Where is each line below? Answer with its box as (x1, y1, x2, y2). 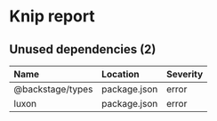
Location (101, 69, 140, 80)
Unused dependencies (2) (9, 42, 157, 57)
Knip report (9, 6, 95, 27)
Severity (165, 69, 204, 80)
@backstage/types (13, 83, 93, 95)
